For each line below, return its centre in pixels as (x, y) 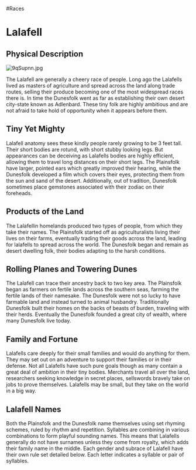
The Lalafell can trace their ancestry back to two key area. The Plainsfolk (94, 283)
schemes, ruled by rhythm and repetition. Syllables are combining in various (98, 430)
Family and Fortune (42, 339)
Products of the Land (45, 212)
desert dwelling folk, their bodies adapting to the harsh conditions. (86, 251)
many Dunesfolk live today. (39, 321)
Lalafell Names (34, 409)
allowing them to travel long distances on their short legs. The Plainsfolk (93, 162)
